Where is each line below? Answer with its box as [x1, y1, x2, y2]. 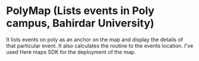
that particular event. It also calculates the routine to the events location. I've [6, 42, 194, 49]
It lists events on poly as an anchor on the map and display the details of [6, 36, 183, 43]
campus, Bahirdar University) [6, 16, 154, 30]
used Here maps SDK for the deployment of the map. [6, 48, 136, 55]
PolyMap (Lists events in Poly [6, 4, 154, 18]
